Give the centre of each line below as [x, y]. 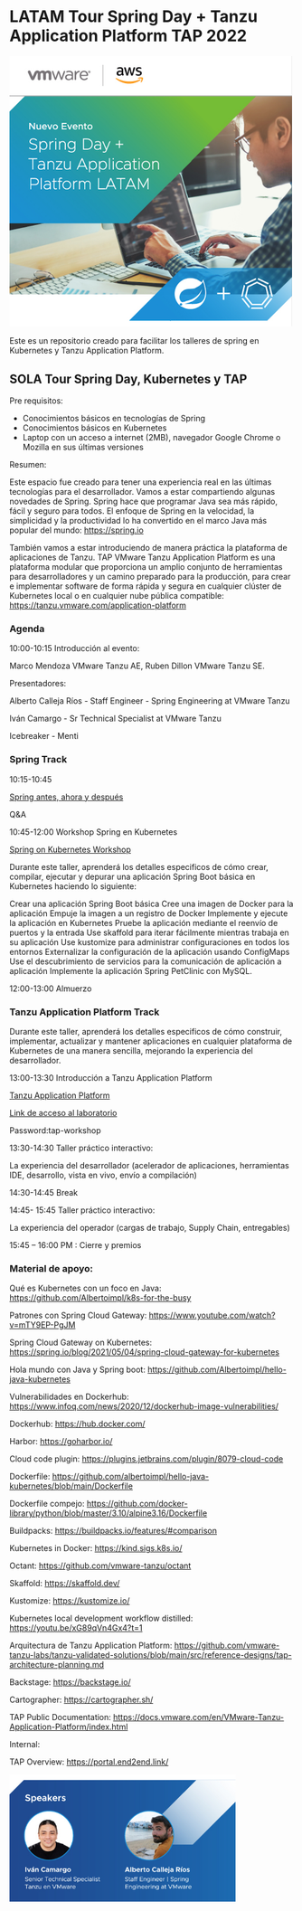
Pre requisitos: [36, 401]
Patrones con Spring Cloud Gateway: [78, 1315]
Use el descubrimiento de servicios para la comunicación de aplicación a [146, 961]
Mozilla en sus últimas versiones [83, 447]
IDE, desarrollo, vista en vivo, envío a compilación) [103, 1175]
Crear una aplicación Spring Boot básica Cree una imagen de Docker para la [151, 903]
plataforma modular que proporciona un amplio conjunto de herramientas [146, 567]
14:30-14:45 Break [44, 1192]
